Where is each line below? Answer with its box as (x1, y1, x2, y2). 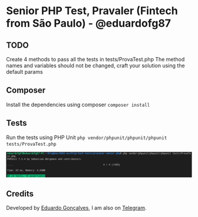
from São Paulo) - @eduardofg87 (6, 17, 171, 30)
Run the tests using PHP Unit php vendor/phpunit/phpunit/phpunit (6, 134, 167, 141)
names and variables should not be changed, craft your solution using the (6, 62, 185, 69)
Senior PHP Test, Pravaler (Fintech (6, 4, 178, 18)
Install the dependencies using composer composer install (6, 101, 150, 108)
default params (6, 68, 43, 75)
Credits (6, 189, 34, 199)
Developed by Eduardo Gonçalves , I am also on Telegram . (6, 205, 147, 212)
